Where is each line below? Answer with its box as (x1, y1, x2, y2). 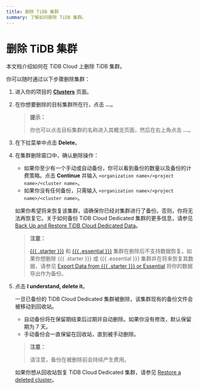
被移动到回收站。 (14, 303, 57, 310)
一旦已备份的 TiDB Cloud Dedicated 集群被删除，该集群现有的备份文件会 (14, 296, 193, 303)
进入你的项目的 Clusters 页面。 (14, 88, 93, 96)
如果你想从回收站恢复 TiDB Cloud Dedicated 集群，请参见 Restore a (14, 369, 181, 376)
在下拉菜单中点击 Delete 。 (14, 139, 81, 147)
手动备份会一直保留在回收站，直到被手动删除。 (23, 330, 139, 338)
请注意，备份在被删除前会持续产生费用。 (29, 356, 130, 363)
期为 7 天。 (23, 323, 51, 330)
